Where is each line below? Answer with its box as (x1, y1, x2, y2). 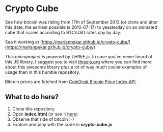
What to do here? (5, 93, 59, 101)
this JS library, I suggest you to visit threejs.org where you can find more (5, 59, 152, 65)
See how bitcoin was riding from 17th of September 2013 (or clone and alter (5, 19, 158, 25)
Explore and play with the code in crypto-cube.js (12, 121, 112, 127)
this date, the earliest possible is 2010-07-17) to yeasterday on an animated (5, 24, 157, 30)
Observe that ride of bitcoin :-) (12, 116, 75, 122)
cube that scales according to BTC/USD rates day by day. (5, 29, 121, 35)
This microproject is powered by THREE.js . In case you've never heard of (5, 53, 153, 59)
